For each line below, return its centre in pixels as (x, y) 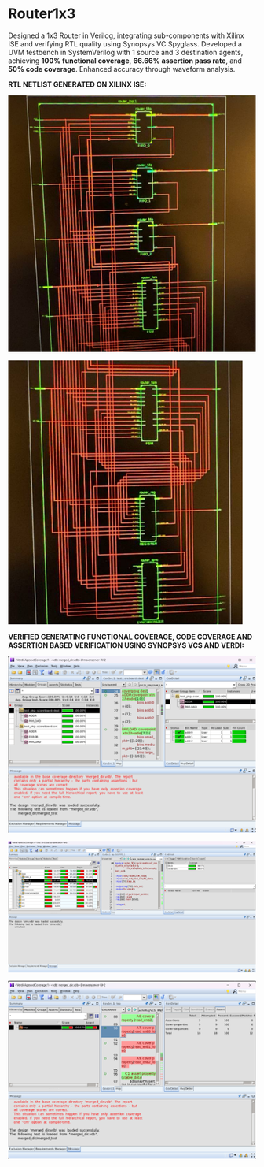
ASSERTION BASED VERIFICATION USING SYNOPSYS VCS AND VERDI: (126, 645)
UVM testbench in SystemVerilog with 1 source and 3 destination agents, (126, 52)
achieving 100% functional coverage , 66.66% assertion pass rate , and (125, 61)
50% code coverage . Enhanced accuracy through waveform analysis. (122, 69)
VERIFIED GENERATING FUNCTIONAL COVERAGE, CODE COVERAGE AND (130, 637)
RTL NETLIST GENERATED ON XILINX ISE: (77, 84)
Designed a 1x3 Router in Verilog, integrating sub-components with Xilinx (126, 35)
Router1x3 (42, 14)
